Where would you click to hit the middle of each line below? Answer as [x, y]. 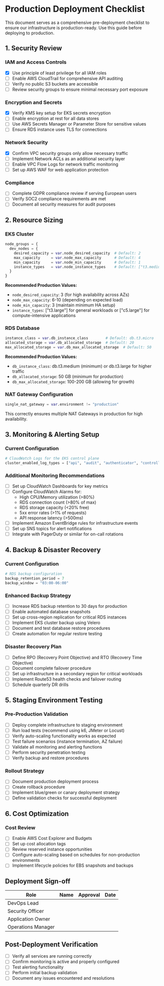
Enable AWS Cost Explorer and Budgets [52, 838]
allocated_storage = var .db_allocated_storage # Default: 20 [70, 343]
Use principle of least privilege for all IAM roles [59, 73]
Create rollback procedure [39, 787]
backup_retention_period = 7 [35, 578]
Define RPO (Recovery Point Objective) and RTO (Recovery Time [77, 657]
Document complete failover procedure [52, 668]
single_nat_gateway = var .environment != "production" [62, 405]
